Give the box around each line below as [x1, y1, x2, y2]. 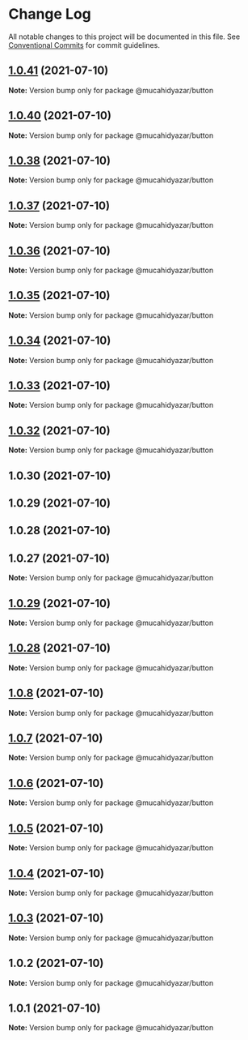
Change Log [8, 5, 91, 24]
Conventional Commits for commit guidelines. [8, 40, 160, 49]
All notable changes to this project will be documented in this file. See [8, 32, 241, 41]
